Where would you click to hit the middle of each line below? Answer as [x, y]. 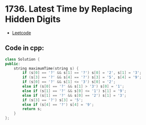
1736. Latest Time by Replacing [69, 9]
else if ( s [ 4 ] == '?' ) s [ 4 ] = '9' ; [58, 105]
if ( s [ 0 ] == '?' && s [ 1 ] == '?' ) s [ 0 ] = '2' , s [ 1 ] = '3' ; [82, 73]
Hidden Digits [33, 19]
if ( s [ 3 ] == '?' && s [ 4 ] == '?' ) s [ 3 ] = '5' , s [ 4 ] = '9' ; [82, 77]
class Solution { [22, 59]
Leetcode [22, 33]
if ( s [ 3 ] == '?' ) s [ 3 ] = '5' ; [53, 100]
